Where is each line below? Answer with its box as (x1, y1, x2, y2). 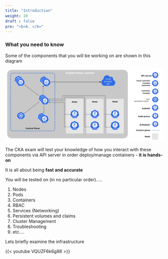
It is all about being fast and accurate (5, 167, 83, 173)
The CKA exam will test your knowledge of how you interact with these (5, 146, 151, 152)
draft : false (5, 19, 35, 24)
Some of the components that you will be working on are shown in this (5, 53, 151, 59)
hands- (147, 152, 163, 158)
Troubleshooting (12, 223, 47, 229)
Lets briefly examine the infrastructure (5, 238, 84, 244)
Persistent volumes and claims (12, 213, 76, 219)
